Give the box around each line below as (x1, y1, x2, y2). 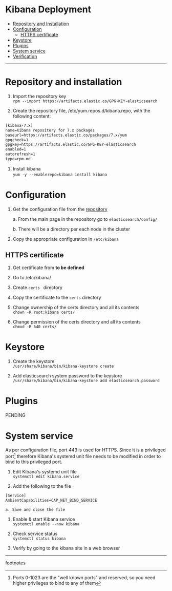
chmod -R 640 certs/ (12, 324, 57, 329)
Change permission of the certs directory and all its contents (12, 318, 141, 325)
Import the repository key (12, 93, 67, 99)
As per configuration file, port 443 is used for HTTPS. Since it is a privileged (5, 447, 166, 453)
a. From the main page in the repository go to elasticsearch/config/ (12, 216, 158, 222)
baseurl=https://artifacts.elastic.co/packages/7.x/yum (5, 132, 127, 138)
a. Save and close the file (5, 507, 66, 512)
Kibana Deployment (5, 4, 92, 15)
